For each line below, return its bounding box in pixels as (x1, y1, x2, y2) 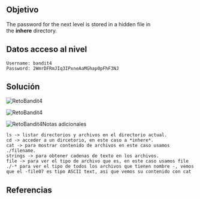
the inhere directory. (6, 27, 57, 34)
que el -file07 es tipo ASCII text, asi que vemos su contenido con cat (6, 169, 192, 175)
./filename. (6, 148, 36, 154)
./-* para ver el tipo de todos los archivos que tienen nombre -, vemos (6, 164, 195, 170)
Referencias (6, 185, 53, 195)
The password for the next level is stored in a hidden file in (6, 20, 151, 27)
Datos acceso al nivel (6, 44, 87, 54)
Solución (6, 82, 40, 92)
